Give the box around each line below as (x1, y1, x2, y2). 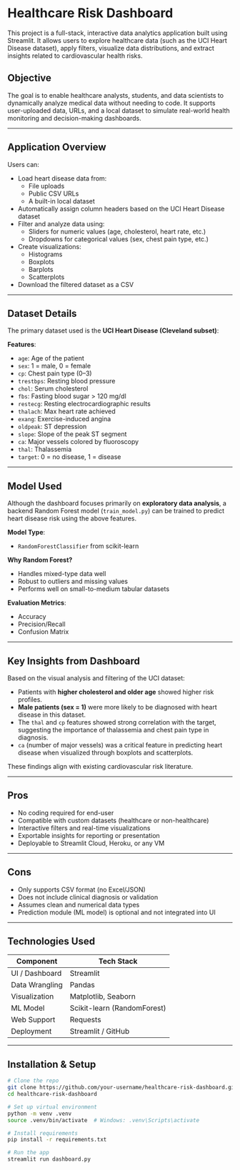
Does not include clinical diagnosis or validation (17, 892, 159, 901)
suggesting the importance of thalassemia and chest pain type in (17, 726, 209, 734)
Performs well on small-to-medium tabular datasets (17, 585, 170, 593)
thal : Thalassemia (17, 445, 72, 454)
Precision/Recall (17, 620, 66, 629)
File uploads (28, 181, 65, 190)
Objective (7, 72, 52, 84)
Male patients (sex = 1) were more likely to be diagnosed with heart (17, 703, 217, 711)
